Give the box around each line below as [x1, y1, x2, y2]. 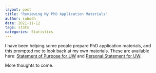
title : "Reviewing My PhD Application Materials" [5, 12, 108, 16]
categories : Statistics [5, 29, 54, 34]
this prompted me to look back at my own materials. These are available [5, 48, 150, 54]
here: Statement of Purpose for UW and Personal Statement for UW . [5, 53, 141, 58]
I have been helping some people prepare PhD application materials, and [5, 43, 151, 48]
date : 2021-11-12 [5, 20, 40, 26]
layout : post [5, 7, 32, 12]
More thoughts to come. [5, 62, 54, 68]
